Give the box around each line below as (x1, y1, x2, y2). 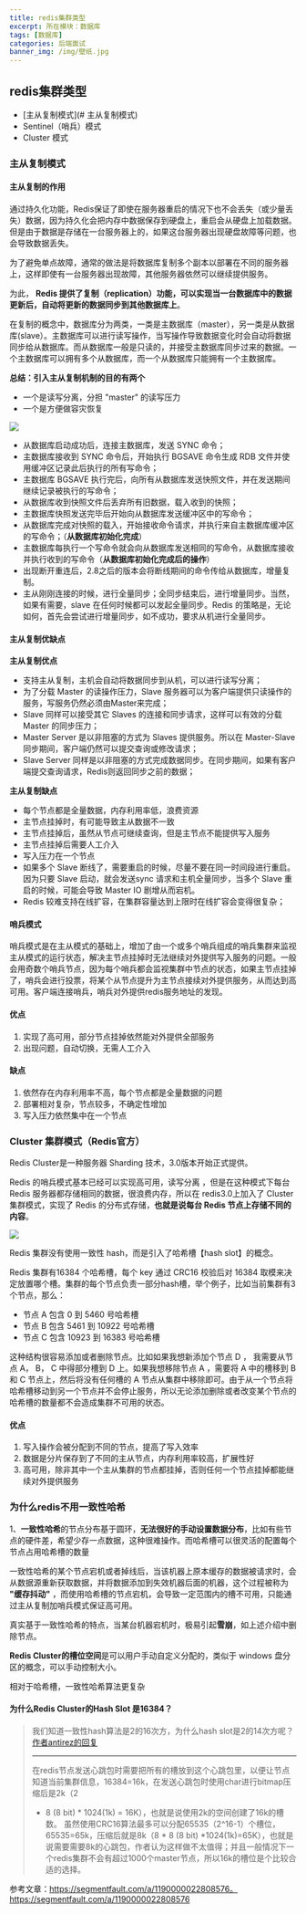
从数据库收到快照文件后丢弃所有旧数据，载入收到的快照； (22, 497, 239, 507)
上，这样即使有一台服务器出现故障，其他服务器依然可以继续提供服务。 (9, 268, 273, 279)
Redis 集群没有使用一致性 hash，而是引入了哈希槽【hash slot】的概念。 (9, 1248, 279, 1259)
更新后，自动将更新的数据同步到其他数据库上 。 (9, 299, 185, 310)
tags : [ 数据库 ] (9, 30, 64, 39)
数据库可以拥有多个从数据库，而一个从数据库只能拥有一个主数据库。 (25, 353, 280, 364)
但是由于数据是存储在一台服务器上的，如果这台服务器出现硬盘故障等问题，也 (9, 226, 297, 237)
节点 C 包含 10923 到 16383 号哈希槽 (22, 1332, 161, 1343)
